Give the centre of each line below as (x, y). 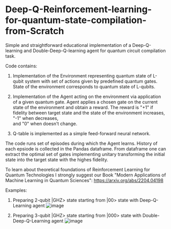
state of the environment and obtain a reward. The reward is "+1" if (83, 107)
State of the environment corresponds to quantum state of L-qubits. (84, 86)
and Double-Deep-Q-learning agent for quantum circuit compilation (95, 50)
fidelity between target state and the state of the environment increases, (89, 113)
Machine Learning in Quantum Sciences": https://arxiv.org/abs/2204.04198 (84, 180)
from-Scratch (35, 31)
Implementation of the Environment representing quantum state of (82, 75)
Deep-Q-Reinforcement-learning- (79, 9)
